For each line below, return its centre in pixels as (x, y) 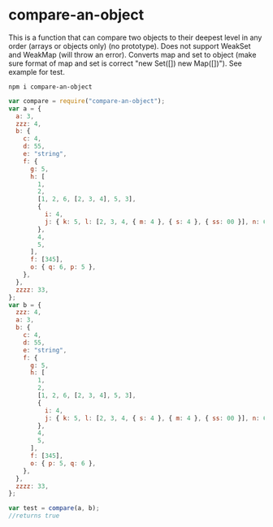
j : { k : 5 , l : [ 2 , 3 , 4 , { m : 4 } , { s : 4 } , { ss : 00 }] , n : (152, 222)
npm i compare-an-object (50, 87)
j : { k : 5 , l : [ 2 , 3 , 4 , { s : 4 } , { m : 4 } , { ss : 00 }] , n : (152, 418)
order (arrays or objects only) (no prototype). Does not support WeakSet (130, 45)
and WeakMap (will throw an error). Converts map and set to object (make (132, 54)
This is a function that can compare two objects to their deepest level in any (135, 37)
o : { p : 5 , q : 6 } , (63, 463)
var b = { (25, 305)
